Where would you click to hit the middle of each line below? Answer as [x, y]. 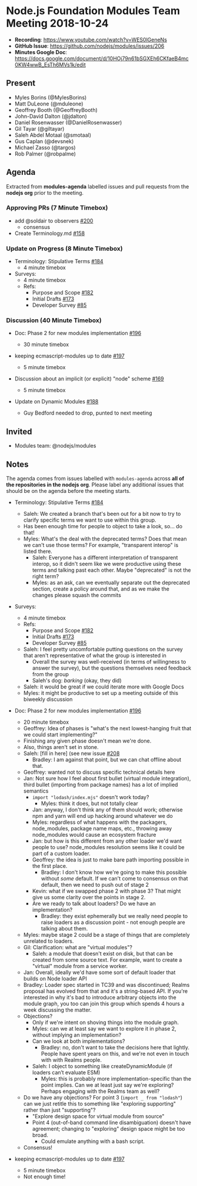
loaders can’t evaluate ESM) [66, 1072]
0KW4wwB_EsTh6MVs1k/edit [50, 64]
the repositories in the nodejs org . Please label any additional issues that [95, 485]
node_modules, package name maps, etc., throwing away [102, 829]
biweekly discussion [48, 700]
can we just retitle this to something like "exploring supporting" [100, 1104]
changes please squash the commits [77, 595]
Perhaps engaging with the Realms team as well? [100, 1091]
